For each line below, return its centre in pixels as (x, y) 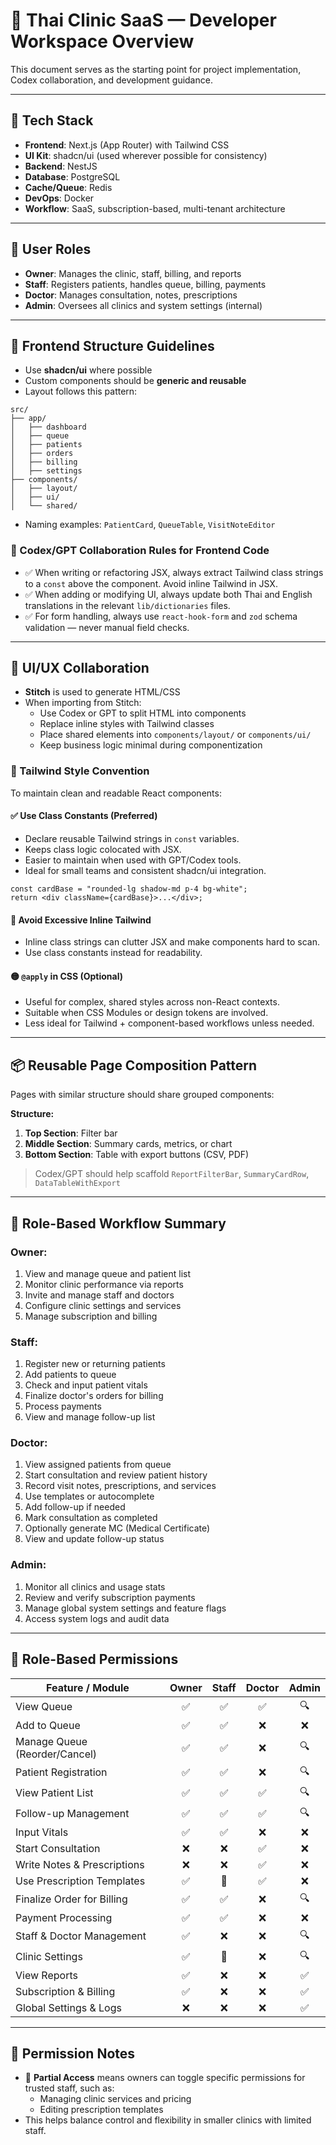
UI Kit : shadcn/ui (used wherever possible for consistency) (146, 155)
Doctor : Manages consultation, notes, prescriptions (131, 295)
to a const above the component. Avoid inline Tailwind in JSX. (151, 583)
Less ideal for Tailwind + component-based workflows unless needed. (169, 1023)
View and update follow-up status (94, 1539)
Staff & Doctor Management (81, 1936)
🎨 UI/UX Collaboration (80, 668)
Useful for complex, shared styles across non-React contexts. (152, 1002)
